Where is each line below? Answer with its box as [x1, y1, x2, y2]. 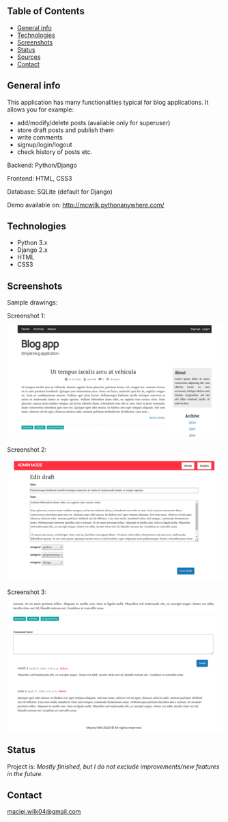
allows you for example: [7, 105, 74, 114]
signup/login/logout [16, 140, 73, 149]
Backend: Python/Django [7, 161, 77, 169]
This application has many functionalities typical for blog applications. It [7, 98, 209, 106]
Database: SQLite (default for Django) [7, 188, 113, 196]
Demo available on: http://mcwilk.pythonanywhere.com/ [7, 201, 165, 209]
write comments [16, 133, 63, 141]
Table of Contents [7, 5, 85, 17]
